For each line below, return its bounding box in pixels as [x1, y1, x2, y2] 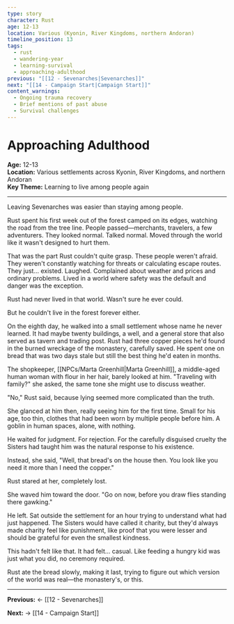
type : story [7, 10, 42, 17]
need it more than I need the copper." [7, 463, 114, 471]
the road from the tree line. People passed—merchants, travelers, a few [7, 224, 212, 232]
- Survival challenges [13, 107, 79, 114]
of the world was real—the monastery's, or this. [7, 575, 144, 584]
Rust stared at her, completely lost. [7, 476, 107, 485]
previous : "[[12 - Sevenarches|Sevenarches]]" [7, 75, 145, 82]
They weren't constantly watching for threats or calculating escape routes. [7, 259, 221, 267]
